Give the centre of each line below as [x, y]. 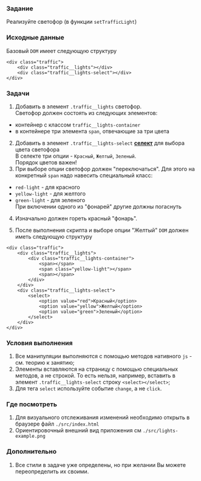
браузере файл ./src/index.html [57, 424]
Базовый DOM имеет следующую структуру [62, 51]
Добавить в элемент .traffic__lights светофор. [78, 106]
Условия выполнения [39, 343]
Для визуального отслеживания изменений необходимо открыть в [102, 418]
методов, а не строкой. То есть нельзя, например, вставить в [95, 376]
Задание [20, 9]
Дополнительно [31, 452]
